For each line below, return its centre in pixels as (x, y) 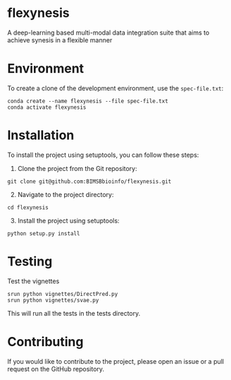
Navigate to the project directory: (65, 194)
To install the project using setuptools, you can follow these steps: (103, 155)
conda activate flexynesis (47, 107)
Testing (30, 261)
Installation (41, 135)
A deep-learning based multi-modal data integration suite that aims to (108, 32)
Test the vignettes (33, 281)
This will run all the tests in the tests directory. (74, 313)
